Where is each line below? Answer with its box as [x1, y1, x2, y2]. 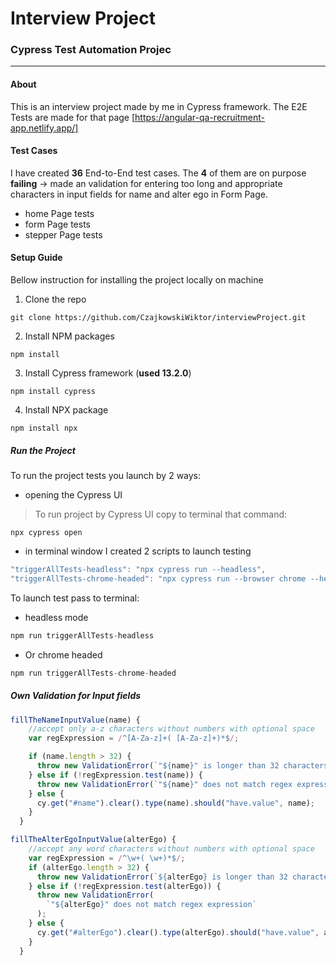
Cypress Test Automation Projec [10, 43, 172, 57]
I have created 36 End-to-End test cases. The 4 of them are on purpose [10, 167, 307, 179]
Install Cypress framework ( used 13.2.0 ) [24, 367, 192, 379]
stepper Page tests [24, 228, 103, 241]
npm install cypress [10, 387, 97, 397]
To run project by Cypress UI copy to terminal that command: [34, 508, 288, 521]
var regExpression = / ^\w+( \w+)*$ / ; [28, 853, 186, 863]
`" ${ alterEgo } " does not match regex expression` [46, 900, 257, 910]
